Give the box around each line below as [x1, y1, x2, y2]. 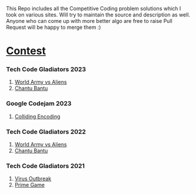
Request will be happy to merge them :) [6, 24, 102, 31]
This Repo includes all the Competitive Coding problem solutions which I [6, 5, 181, 12]
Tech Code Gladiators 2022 [6, 128, 86, 136]
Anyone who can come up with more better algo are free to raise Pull [6, 18, 173, 24]
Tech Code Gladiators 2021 [6, 162, 85, 170]
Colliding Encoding [14, 113, 60, 120]
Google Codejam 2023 [6, 99, 72, 108]
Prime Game [14, 182, 45, 189]
